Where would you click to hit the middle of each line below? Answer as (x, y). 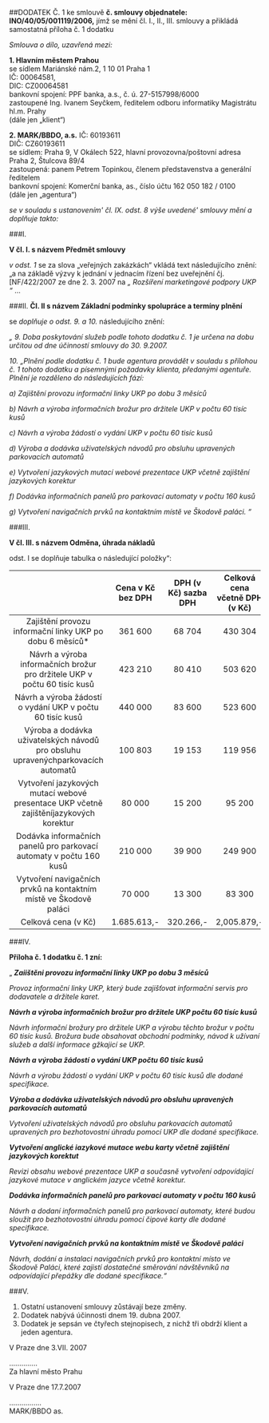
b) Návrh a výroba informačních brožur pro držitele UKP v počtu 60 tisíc (128, 409)
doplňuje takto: (34, 219)
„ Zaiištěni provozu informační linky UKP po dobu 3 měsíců (109, 972)
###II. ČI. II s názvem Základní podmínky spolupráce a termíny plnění (126, 306)
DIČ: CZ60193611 (37, 143)
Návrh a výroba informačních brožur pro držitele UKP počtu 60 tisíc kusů (133, 1012)
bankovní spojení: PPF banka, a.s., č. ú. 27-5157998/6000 (104, 94)
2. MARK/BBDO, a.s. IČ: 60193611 (65, 135)
